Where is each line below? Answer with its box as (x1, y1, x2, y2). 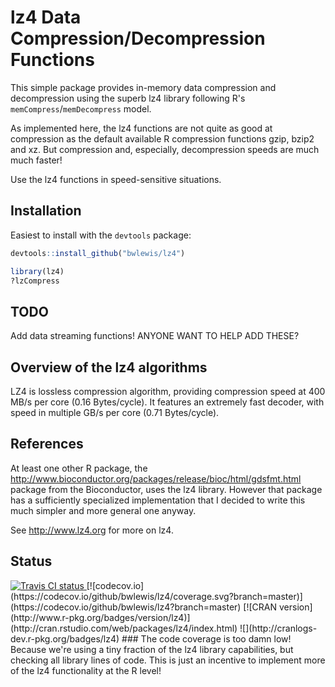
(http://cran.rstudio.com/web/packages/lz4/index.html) (10, 622, 238, 634)
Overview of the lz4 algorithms (10, 359, 208, 376)
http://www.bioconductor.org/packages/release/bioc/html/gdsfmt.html (10, 472, 302, 485)
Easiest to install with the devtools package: (10, 229, 192, 241)
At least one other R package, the (10, 462, 148, 474)
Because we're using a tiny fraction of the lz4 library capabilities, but (10, 643, 294, 655)
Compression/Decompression (10, 27, 266, 50)
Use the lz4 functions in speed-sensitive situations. (10, 173, 222, 185)
